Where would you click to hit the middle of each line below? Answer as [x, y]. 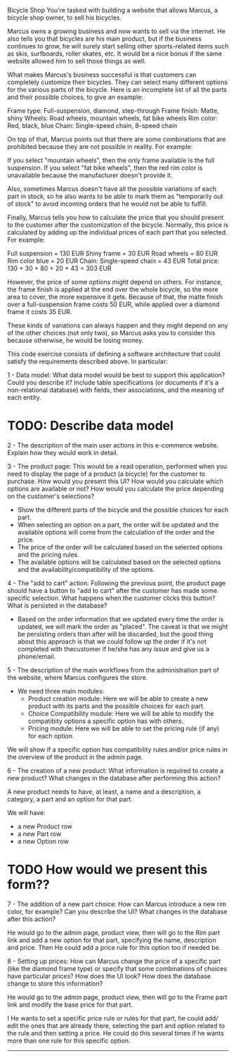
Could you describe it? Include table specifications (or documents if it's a [113, 383]
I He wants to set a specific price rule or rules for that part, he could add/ [113, 1018]
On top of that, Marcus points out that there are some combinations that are [117, 139]
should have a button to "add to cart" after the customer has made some [112, 590]
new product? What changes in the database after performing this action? [114, 778]
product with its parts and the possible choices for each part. [116, 706]
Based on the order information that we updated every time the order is [120, 619]
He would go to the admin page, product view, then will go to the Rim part [114, 932]
